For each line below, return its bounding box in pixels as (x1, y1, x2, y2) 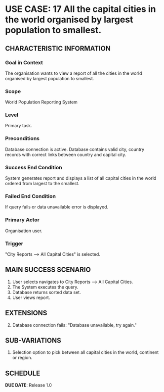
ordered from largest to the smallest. (5, 181, 80, 187)
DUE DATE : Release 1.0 (5, 382, 52, 388)
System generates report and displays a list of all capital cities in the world (5, 175, 157, 181)
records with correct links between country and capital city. (5, 151, 126, 157)
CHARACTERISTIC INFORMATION (5, 44, 111, 52)
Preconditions (5, 135, 40, 142)
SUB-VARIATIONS (5, 336, 61, 344)
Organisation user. (5, 228, 42, 234)
